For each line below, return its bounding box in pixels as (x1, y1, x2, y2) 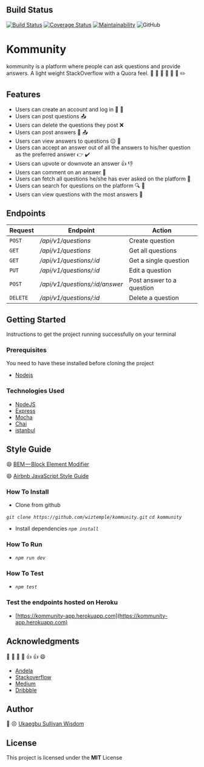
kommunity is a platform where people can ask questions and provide (6, 62, 181, 70)
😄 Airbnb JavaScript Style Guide (6, 472, 89, 479)
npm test (15, 584, 38, 590)
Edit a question (129, 266, 172, 275)
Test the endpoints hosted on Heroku (6, 598, 118, 607)
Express (15, 407, 36, 414)
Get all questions (129, 246, 177, 255)
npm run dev (15, 555, 46, 562)
